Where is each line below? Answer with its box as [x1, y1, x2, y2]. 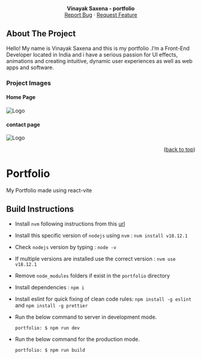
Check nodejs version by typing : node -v [14, 243, 117, 251]
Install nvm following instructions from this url [14, 220, 125, 227]
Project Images [6, 79, 51, 87]
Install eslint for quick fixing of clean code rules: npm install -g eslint [14, 295, 192, 302]
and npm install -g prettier [14, 301, 88, 308]
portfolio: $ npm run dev [14, 325, 80, 331]
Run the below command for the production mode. [14, 336, 140, 343]
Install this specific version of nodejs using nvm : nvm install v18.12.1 [14, 232, 188, 239]
